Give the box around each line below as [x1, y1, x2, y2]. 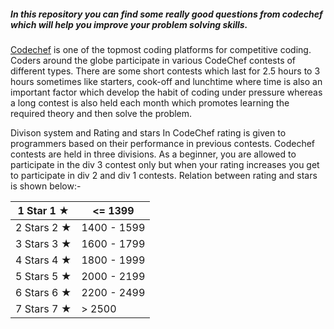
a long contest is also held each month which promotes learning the [10, 96, 290, 109]
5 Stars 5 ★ [15, 269, 72, 283]
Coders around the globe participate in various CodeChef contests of [10, 54, 297, 66]
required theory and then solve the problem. [10, 107, 193, 119]
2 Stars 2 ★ [15, 220, 72, 234]
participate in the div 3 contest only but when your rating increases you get [10, 158, 320, 170]
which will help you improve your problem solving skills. [10, 18, 248, 30]
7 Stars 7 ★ [15, 301, 72, 315]
